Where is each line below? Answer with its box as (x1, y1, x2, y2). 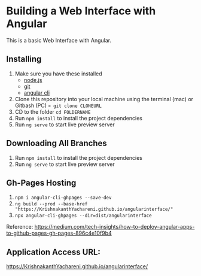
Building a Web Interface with (6, 4, 156, 18)
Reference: (6, 223, 33, 230)
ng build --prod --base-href (14, 201, 88, 207)
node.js (23, 76, 42, 83)
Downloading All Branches (6, 138, 108, 148)
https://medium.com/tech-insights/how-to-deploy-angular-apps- (34, 223, 195, 230)
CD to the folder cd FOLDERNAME (14, 108, 91, 115)
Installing (6, 54, 42, 64)
